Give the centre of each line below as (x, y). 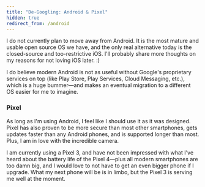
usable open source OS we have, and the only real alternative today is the (99, 47)
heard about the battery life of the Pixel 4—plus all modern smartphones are (102, 159)
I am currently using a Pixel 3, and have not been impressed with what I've (100, 152)
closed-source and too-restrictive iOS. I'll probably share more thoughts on (101, 54)
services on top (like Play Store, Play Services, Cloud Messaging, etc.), (95, 79)
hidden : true (23, 18)
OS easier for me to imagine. (42, 92)
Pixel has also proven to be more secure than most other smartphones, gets (102, 128)
